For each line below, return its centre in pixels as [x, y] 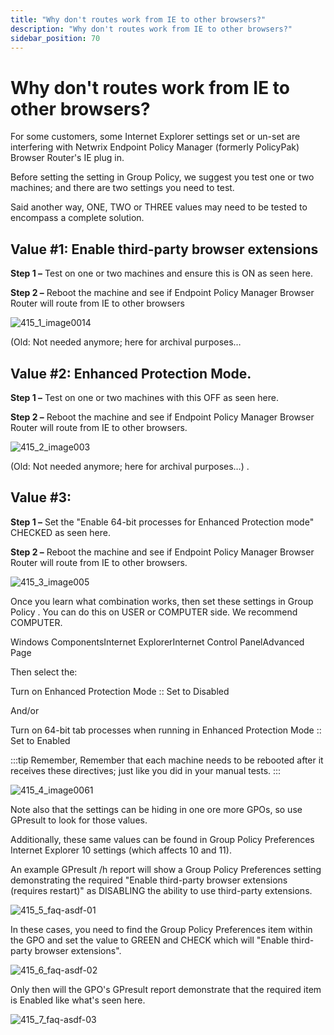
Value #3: [41, 497]
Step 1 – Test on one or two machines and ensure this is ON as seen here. [161, 273]
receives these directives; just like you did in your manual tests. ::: [146, 770]
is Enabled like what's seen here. [78, 1000]
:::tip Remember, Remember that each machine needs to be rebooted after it [167, 760]
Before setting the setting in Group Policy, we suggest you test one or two [162, 177]
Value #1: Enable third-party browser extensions [164, 249]
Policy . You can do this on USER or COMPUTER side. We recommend [154, 612]
